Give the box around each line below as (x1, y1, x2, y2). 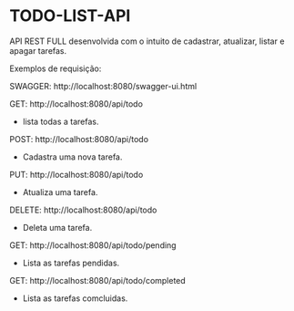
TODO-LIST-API (9, 5, 131, 26)
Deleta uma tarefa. (22, 222, 93, 233)
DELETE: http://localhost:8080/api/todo (9, 204, 157, 215)
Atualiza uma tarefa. (22, 186, 98, 197)
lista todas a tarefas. (22, 116, 99, 127)
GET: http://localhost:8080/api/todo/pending (9, 239, 177, 251)
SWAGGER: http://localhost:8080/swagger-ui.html (9, 80, 198, 91)
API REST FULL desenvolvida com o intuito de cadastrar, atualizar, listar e (9, 36, 285, 47)
